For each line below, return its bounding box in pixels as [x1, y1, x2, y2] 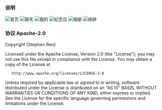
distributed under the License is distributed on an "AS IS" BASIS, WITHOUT [5, 84, 157, 90]
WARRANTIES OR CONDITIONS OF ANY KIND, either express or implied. [5, 90, 151, 96]
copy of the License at [5, 61, 51, 67]
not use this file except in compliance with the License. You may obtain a [5, 56, 152, 62]
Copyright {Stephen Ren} [5, 41, 56, 47]
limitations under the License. [5, 100, 65, 106]
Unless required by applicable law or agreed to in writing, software [5, 80, 140, 85]
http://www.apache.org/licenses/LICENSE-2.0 [11, 71, 105, 76]
